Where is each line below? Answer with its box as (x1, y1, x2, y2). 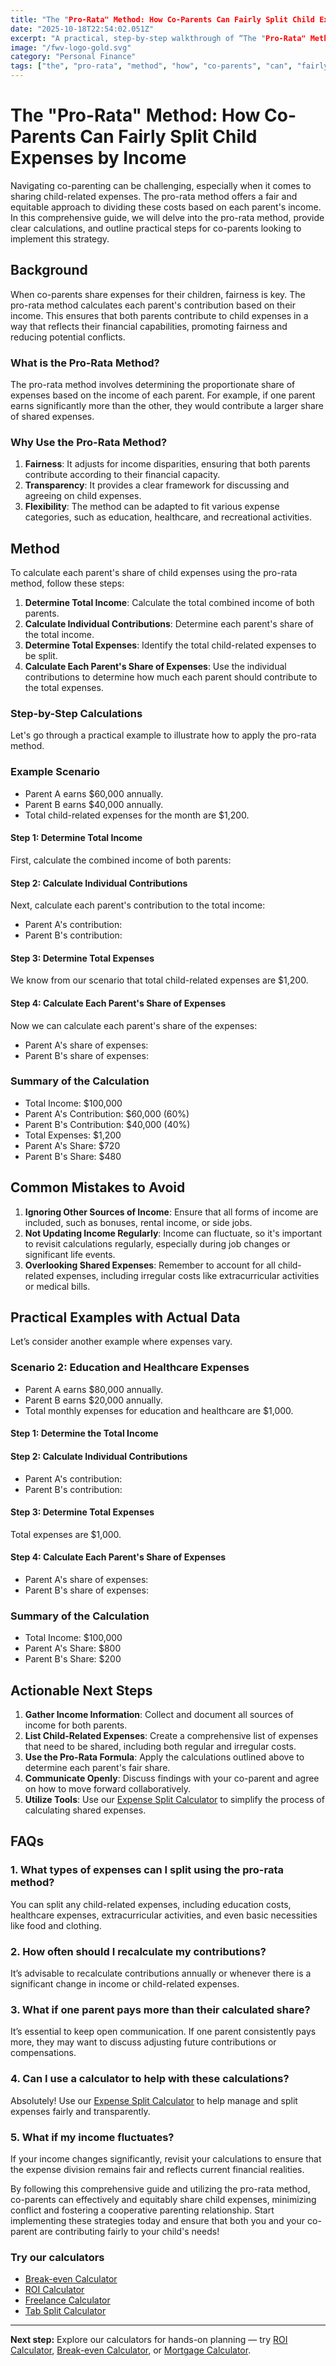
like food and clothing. (10, 1919, 102, 1931)
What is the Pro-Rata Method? (10, 356, 160, 370)
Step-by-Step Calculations (10, 707, 143, 721)
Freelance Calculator (24, 2294, 111, 2306)
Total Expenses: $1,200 (24, 1129, 122, 1141)
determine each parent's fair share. (24, 1762, 171, 1774)
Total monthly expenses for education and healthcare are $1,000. (24, 1404, 294, 1416)
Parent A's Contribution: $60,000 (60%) (24, 1107, 190, 1120)
